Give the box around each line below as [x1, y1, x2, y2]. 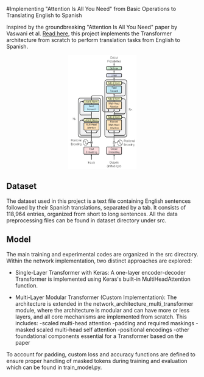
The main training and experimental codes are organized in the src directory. [6, 250, 199, 258]
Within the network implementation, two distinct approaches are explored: [6, 257, 192, 264]
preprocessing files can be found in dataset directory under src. [6, 216, 167, 224]
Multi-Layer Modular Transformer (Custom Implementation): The [15, 294, 177, 301]
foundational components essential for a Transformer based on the [15, 332, 184, 340]
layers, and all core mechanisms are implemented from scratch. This [15, 313, 187, 320]
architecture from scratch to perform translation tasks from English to [6, 37, 181, 43]
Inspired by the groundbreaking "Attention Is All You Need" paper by [6, 24, 178, 30]
